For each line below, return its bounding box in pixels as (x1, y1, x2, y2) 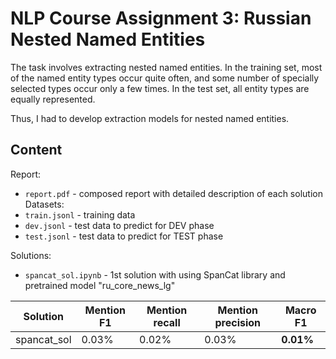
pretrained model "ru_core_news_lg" (24, 279, 176, 291)
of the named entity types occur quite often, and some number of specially (10, 72, 320, 84)
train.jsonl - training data (24, 208, 136, 221)
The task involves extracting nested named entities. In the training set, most (10, 61, 323, 73)
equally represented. (10, 93, 96, 105)
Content (10, 142, 63, 159)
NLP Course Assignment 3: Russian (10, 7, 312, 30)
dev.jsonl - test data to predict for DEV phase (24, 219, 215, 231)
